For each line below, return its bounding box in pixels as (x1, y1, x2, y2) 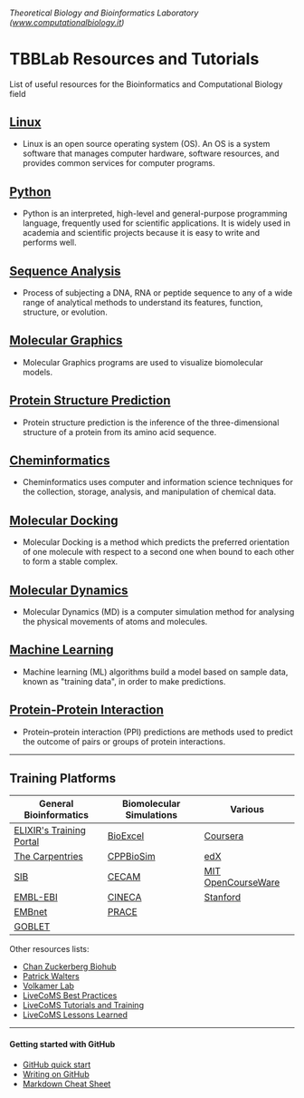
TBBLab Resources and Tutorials (9, 48, 260, 69)
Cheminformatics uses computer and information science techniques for (22, 477, 294, 488)
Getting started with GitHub (9, 1039, 116, 1050)
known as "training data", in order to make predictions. (22, 675, 226, 686)
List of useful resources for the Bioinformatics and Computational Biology (9, 78, 283, 90)
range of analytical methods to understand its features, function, (22, 296, 263, 307)
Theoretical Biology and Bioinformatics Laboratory (9, 7, 199, 18)
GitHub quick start (22, 1059, 91, 1070)
